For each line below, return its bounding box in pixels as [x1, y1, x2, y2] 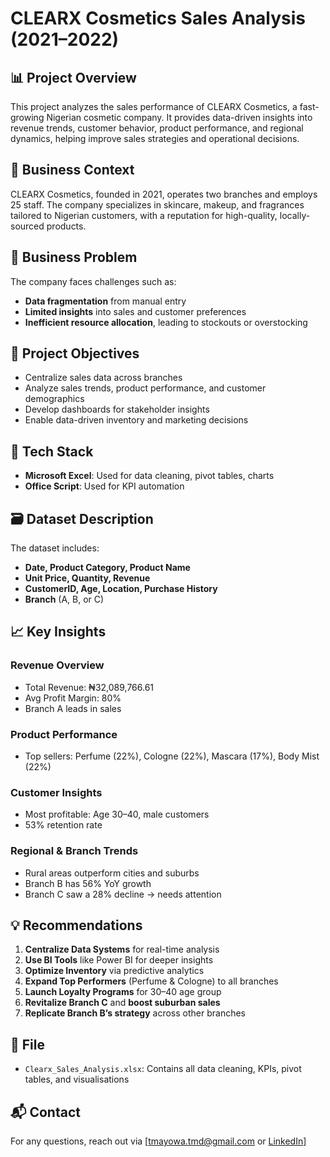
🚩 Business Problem [10, 249, 138, 266]
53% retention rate [24, 819, 103, 831]
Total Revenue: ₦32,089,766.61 [24, 681, 155, 693]
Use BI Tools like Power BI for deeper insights [24, 954, 214, 966]
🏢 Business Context [10, 162, 135, 179]
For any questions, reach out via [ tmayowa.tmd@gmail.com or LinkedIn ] [10, 1135, 307, 1147]
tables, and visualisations [24, 1073, 130, 1086]
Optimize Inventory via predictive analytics [24, 965, 205, 977]
